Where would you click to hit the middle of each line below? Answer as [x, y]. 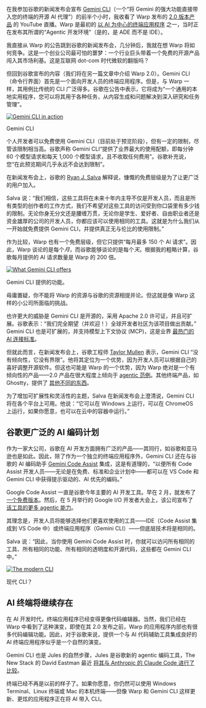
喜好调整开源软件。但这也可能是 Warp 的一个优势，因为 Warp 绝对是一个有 [101, 367]
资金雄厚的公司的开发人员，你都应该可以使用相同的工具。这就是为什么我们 [100, 221]
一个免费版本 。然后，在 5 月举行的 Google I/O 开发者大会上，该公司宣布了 [100, 500]
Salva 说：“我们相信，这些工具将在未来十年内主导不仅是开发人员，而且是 [99, 198]
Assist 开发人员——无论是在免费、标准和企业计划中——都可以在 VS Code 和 [103, 471]
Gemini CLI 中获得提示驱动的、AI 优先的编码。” [64, 479]
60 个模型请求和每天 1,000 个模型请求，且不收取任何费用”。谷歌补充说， [98, 156]
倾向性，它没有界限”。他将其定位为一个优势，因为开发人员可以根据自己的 [104, 360]
